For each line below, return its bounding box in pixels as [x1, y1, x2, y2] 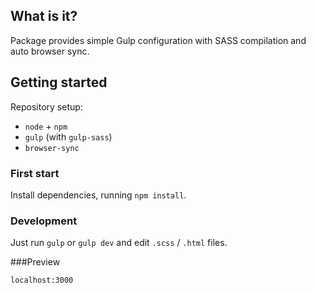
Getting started [10, 74, 108, 91]
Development [10, 214, 78, 228]
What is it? [10, 8, 78, 25]
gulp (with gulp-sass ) [24, 130, 113, 143]
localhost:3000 [10, 275, 74, 286]
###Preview [10, 256, 61, 268]
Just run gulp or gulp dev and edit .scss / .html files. [10, 237, 228, 249]
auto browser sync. [10, 45, 90, 57]
